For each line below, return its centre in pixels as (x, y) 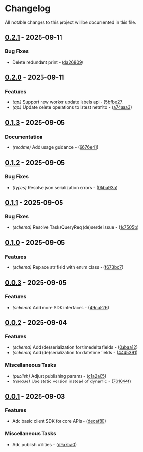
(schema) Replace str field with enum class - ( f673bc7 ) (68, 267)
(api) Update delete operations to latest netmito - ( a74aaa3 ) (72, 107)
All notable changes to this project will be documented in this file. (71, 22)
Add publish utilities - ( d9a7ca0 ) (44, 444)
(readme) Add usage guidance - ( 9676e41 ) (55, 147)
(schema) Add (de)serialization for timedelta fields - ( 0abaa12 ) (75, 347)
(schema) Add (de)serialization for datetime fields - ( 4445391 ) (75, 353)
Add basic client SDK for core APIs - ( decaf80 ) (59, 421)
